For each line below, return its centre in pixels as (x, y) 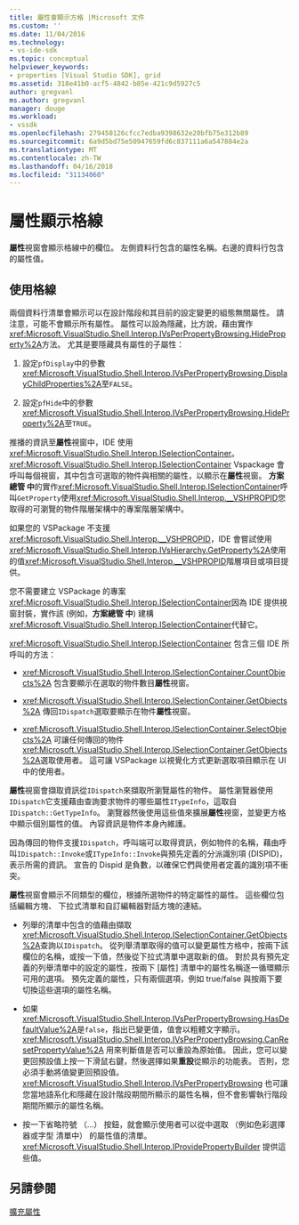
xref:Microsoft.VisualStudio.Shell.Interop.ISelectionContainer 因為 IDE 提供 (145, 602)
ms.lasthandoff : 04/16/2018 (61, 166)
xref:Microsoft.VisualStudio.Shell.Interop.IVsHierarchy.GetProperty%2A (140, 550)
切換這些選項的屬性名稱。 (69, 990)
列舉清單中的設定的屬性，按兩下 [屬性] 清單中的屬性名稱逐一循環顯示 (164, 967)
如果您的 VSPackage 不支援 (60, 528)
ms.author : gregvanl (48, 100)
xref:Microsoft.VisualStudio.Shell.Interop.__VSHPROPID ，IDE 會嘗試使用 (141, 539)
